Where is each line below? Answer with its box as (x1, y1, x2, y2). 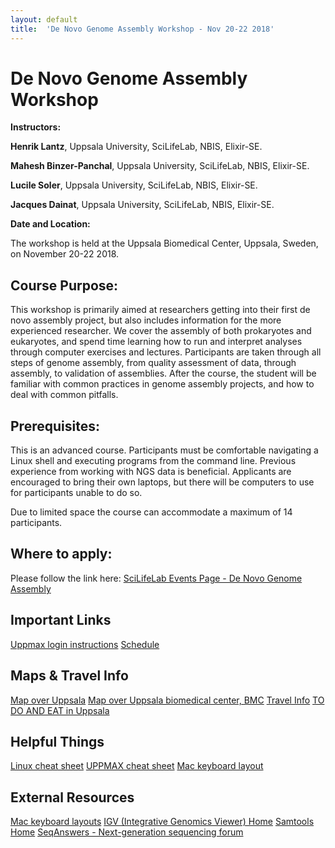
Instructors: (10, 121, 62, 133)
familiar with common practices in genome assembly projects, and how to (10, 378, 315, 390)
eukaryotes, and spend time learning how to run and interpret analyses (10, 336, 303, 348)
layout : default (10, 14, 78, 25)
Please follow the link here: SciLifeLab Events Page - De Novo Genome (10, 572, 303, 584)
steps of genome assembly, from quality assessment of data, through (10, 357, 297, 369)
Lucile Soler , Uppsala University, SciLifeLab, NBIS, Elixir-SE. (10, 179, 258, 191)
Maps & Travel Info (10, 667, 129, 685)
